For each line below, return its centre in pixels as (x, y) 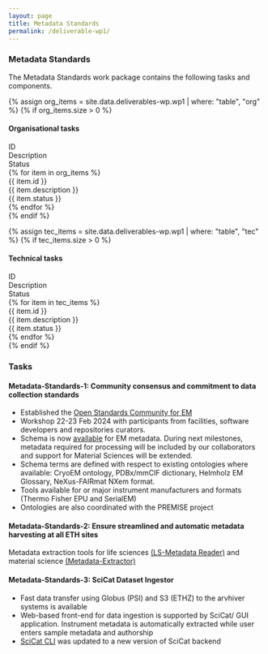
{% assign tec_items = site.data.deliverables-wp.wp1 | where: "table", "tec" (134, 231)
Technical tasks (36, 258)
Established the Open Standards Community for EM (106, 413)
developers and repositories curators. (83, 430)
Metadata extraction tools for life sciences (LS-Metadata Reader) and (124, 553)
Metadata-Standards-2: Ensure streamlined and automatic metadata (126, 526)
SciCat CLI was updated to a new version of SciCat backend (120, 641)
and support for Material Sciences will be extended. (106, 456)
